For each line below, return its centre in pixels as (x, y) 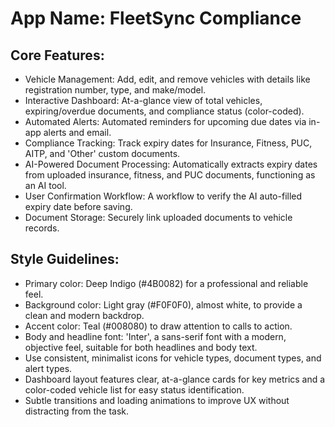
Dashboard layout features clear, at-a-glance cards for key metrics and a (175, 379)
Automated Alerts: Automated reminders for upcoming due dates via (165, 121)
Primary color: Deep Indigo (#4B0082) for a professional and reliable (166, 283)
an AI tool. (45, 185)
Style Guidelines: (65, 259)
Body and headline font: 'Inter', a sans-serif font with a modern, (155, 336)
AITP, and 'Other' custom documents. (102, 153)
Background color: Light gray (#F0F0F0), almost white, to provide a (163, 304)
